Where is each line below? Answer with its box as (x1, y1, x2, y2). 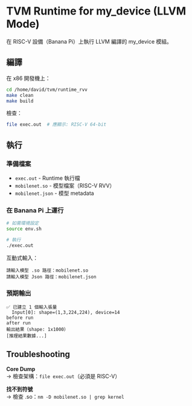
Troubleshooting (6, 349, 71, 359)
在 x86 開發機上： (6, 74, 51, 82)
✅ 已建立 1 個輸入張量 (6, 304, 57, 310)
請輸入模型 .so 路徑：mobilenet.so (6, 267, 89, 273)
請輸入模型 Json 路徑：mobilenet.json (6, 273, 97, 280)
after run (6, 320, 31, 326)
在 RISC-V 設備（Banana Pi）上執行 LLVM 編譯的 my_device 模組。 (6, 38, 172, 45)
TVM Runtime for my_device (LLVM (6, 4, 187, 18)
